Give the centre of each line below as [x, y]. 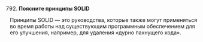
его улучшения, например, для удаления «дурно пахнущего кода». [96, 33]
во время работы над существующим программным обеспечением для [102, 26]
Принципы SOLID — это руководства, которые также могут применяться [104, 20]
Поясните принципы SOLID [54, 9]
